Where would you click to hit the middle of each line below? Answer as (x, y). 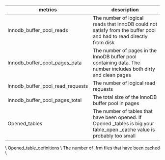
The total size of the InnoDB (125, 97)
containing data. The (116, 63)
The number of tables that (123, 111)
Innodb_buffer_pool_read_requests (48, 86)
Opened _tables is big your (124, 123)
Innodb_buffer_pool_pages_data (45, 63)
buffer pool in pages (116, 103)
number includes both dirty (124, 69)
